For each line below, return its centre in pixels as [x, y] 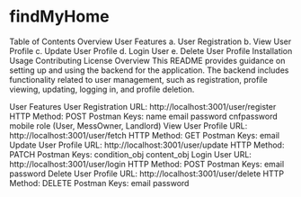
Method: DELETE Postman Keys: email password [99, 183]
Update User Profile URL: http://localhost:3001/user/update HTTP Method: [147, 145]
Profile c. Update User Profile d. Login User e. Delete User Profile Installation [151, 50]
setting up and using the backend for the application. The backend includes [149, 70]
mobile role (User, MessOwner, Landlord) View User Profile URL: [128, 125]
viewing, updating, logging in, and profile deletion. [102, 89]
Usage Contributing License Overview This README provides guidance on [147, 60]
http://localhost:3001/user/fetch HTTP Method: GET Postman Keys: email [145, 135]
